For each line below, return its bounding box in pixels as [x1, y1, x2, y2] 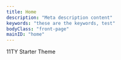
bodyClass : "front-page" [6, 25, 69, 32]
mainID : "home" [6, 32, 45, 38]
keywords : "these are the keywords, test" [6, 20, 116, 26]
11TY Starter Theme [6, 48, 56, 55]
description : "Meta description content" [6, 15, 113, 21]
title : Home [6, 8, 36, 15]
